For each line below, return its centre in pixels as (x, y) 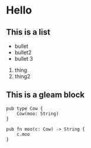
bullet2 (23, 52)
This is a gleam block (45, 95)
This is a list (28, 32)
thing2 (22, 76)
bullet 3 (24, 59)
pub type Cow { (25, 108)
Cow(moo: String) (38, 114)
